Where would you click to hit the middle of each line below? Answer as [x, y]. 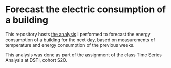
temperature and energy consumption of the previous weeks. [70, 45]
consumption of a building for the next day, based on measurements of [80, 40]
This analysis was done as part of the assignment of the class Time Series [84, 55]
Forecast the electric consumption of [86, 9]
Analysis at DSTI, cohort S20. [36, 60]
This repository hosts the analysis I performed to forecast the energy [78, 34]
